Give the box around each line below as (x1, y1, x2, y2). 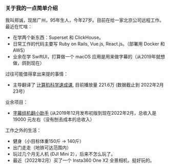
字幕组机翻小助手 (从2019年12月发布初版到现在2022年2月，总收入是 (12, 110, 157, 116)
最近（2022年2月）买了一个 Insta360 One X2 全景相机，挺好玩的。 (12, 157, 155, 163)
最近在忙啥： (5, 24, 32, 30)
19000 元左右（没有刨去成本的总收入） (12, 116, 95, 122)
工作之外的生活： (5, 127, 41, 134)
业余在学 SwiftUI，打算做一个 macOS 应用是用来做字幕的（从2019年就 (12, 54, 161, 60)
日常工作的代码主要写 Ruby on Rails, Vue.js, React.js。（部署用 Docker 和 (12, 41, 165, 47)
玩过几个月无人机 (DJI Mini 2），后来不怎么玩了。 (12, 151, 116, 157)
